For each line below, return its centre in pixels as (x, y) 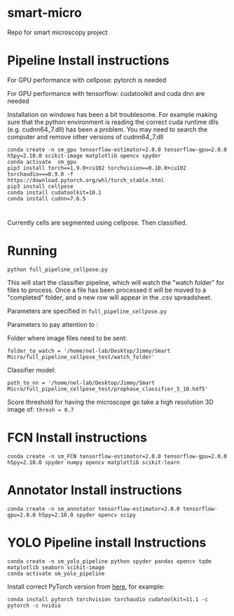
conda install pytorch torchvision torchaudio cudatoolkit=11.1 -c (108, 599)
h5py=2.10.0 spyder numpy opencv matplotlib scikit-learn (94, 462)
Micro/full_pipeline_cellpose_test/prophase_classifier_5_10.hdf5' (108, 389)
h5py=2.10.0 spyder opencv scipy (87, 515)
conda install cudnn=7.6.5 (47, 198)
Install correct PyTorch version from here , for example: (86, 587)
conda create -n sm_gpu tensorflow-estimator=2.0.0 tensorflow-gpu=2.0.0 (117, 149)
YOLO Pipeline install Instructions (107, 543)
